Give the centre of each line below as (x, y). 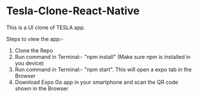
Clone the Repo (34, 50)
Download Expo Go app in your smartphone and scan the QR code (96, 82)
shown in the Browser (41, 88)
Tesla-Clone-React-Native (73, 11)
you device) (29, 63)
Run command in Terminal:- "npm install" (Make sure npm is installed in (103, 57)
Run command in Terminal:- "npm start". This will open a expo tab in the (103, 69)
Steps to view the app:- (35, 39)
